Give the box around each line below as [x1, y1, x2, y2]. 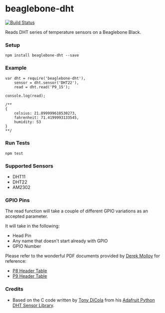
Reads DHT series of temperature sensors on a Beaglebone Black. [5, 29, 141, 35]
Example [5, 64, 27, 71]
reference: [5, 258, 26, 264]
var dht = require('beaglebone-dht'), [5, 76, 86, 81]
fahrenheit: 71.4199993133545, [14, 115, 79, 120]
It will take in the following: [5, 223, 60, 229]
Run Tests [5, 140, 30, 147]
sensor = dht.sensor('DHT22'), [14, 80, 79, 85]
